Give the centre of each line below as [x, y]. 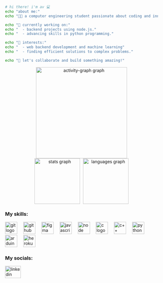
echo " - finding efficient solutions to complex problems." [69, 52]
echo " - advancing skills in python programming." [59, 34]
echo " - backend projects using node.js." [51, 29]
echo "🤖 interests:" [26, 43]
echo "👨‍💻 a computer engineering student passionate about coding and [78, 16]
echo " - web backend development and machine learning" [65, 47]
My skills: [16, 214]
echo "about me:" [23, 11]
